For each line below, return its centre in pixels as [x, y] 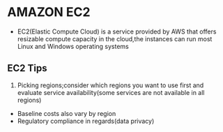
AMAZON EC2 [49, 12]
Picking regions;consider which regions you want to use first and [110, 85]
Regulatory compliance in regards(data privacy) [86, 121]
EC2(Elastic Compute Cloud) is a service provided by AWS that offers [117, 31]
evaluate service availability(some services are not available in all [111, 92]
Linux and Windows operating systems [73, 46]
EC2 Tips [27, 68]
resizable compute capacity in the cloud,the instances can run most [115, 38]
